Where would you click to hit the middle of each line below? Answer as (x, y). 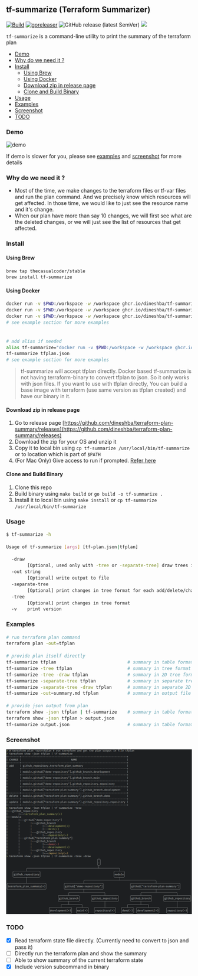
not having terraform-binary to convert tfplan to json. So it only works (105, 378)
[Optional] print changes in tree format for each (91, 590)
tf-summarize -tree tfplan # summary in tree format (99, 668)
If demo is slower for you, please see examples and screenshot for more (94, 157)
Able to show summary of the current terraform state (79, 960)
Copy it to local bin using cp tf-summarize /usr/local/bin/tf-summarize (102, 448)
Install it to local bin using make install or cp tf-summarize (86, 500)
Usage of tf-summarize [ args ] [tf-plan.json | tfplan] (72, 547)
